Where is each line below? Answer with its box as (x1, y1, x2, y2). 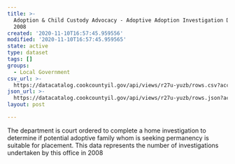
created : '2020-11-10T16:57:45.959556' (7, 29, 124, 37)
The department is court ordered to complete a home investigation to (7, 126, 206, 135)
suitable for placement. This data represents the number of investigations (7, 141, 219, 149)
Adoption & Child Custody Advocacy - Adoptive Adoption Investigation (13, 17, 224, 24)
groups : (7, 62, 30, 69)
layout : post (7, 101, 45, 108)
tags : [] (7, 56, 33, 63)
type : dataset (7, 50, 49, 57)
